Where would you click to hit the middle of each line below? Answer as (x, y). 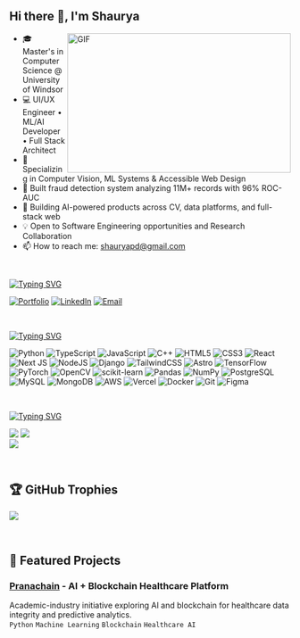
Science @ (42, 70)
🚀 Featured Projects (65, 561)
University (41, 79)
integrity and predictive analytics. (71, 615)
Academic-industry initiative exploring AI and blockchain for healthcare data (150, 605)
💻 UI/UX (38, 99)
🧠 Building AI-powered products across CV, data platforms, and (139, 207)
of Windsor (43, 89)
